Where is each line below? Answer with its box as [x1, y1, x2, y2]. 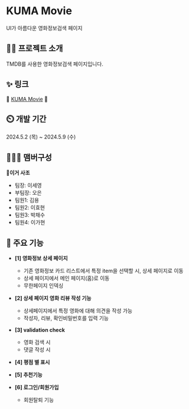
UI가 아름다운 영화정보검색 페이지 [6, 24, 83, 31]
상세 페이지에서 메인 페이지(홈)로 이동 [23, 275, 110, 282]
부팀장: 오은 [14, 189, 43, 197]
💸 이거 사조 [6, 169, 31, 176]
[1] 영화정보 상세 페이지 [14, 255, 68, 262]
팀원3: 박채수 [14, 211, 45, 218]
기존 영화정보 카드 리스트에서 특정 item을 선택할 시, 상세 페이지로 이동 [23, 268, 184, 274]
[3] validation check [14, 327, 65, 333]
